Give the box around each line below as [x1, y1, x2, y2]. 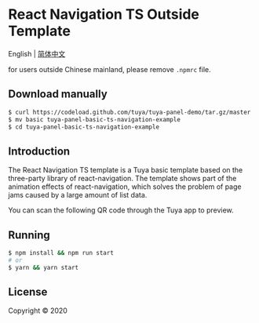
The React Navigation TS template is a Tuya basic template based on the [8, 165, 243, 175]
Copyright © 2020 [8, 306, 68, 315]
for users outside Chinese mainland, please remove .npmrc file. [8, 64, 211, 74]
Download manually [8, 88, 108, 101]
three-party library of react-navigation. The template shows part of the [8, 174, 237, 183]
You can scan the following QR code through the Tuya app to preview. [8, 205, 234, 215]
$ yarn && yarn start [8, 263, 79, 271]
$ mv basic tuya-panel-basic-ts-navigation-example [8, 115, 181, 123]
